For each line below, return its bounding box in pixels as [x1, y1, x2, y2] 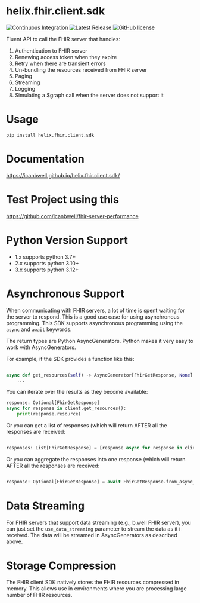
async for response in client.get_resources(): [6, 405, 127, 412]
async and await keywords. [6, 326, 72, 333]
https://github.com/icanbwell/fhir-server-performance [6, 212, 139, 219]
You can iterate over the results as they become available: [6, 388, 148, 396]
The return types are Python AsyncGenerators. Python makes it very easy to [6, 337, 193, 344]
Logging [14, 85, 36, 92]
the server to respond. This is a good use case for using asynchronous [6, 313, 180, 320]
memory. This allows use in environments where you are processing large [6, 584, 187, 592]
